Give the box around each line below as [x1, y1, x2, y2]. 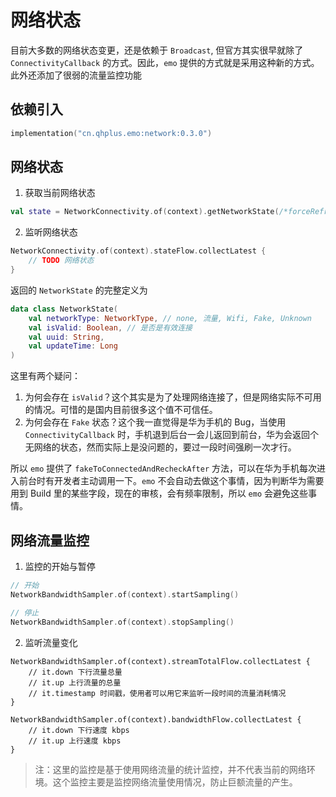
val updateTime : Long [28, 341, 118, 351]
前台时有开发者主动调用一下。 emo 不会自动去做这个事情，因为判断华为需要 [18, 475, 325, 487]
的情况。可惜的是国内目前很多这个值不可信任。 [24, 404, 218, 416]
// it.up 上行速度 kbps [28, 736, 122, 746]
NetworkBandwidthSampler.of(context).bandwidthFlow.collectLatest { [10, 714, 302, 725]
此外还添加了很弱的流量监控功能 [10, 69, 142, 81]
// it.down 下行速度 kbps [28, 725, 130, 735]
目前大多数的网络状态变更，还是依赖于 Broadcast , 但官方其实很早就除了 [10, 44, 304, 56]
